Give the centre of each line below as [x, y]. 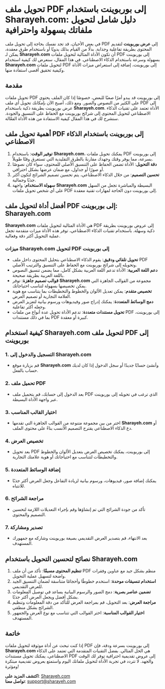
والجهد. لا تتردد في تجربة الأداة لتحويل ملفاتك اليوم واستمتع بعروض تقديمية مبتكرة [79, 661]
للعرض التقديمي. [28, 586]
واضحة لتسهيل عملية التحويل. [39, 576]
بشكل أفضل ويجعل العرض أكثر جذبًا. [45, 597]
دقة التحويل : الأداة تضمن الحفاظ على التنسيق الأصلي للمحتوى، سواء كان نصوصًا [84, 164]
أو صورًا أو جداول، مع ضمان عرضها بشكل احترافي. [58, 169]
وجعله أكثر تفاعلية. [29, 307]
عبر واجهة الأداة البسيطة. [35, 399]
